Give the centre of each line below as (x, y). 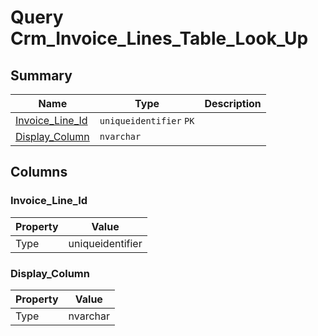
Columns (39, 172)
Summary (41, 75)
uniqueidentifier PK (147, 121)
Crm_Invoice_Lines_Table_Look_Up (159, 38)
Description (233, 103)
